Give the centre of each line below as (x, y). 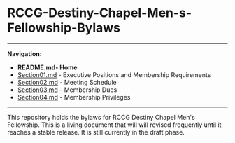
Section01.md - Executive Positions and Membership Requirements (114, 74)
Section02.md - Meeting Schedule (67, 82)
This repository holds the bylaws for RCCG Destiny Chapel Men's (101, 117)
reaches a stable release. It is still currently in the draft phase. (96, 132)
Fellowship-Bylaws (64, 28)
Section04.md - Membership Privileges (74, 97)
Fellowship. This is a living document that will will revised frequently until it (114, 125)
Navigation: (24, 53)
